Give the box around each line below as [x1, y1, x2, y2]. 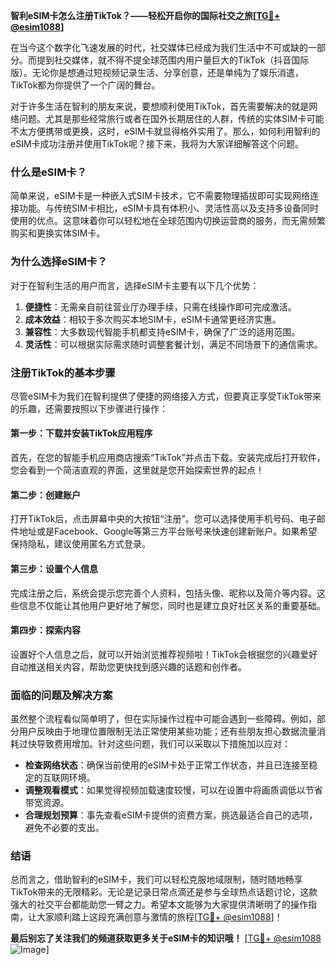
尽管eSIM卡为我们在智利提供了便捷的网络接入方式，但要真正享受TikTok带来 [10, 390, 322, 402]
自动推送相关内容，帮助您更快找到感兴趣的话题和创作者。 [10, 660, 247, 673]
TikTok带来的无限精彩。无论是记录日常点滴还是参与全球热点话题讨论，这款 [10, 886, 318, 898]
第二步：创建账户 [10, 489, 81, 501]
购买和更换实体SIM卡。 [10, 227, 106, 239]
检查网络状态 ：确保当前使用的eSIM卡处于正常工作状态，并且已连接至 [24, 759, 310, 771]
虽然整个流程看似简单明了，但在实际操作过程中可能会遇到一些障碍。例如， [10, 713, 317, 724]
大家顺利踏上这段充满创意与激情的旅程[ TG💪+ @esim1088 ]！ [36, 911, 283, 923]
